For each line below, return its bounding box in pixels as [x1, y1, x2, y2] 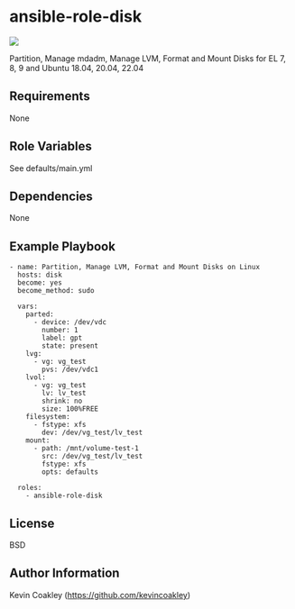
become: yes [17, 278, 63, 287]
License [9, 515, 55, 531]
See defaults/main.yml [9, 162, 93, 173]
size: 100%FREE [41, 404, 99, 414]
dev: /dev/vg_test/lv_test [41, 428, 143, 438]
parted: [25, 310, 54, 319]
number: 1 [41, 326, 78, 335]
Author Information [9, 566, 120, 581]
